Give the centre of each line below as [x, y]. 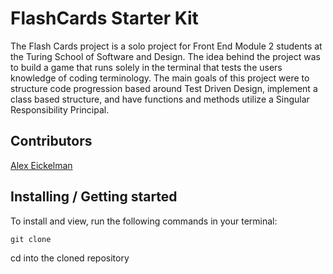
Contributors [51, 141]
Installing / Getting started [94, 197]
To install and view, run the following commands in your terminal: [144, 221]
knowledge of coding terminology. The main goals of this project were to [160, 78]
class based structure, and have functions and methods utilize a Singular [160, 99]
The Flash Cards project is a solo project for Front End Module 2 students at [166, 46]
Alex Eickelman [41, 165]
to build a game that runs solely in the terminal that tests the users [146, 67]
